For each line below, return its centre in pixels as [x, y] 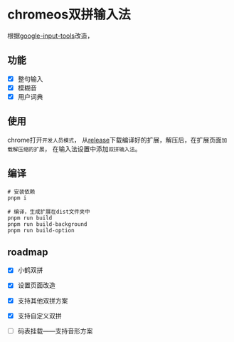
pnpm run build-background [47, 224]
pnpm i [17, 198]
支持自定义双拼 [39, 316]
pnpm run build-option [41, 230]
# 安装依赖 [21, 192]
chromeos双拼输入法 [69, 15]
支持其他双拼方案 [43, 301]
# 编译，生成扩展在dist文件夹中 [49, 212]
